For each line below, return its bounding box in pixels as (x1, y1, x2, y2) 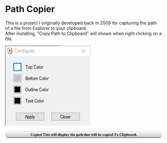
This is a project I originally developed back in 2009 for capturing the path (5, 20, 157, 26)
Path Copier (5, 3, 55, 15)
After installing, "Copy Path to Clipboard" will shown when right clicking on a (5, 30, 162, 36)
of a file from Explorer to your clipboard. (5, 25, 87, 31)
